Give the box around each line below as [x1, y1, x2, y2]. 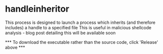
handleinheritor [5, 3, 69, 15]
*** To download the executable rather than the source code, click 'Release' [5, 39, 159, 45]
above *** [5, 44, 25, 50]
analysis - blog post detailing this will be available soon [5, 30, 116, 36]
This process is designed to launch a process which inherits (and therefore [5, 19, 156, 25]
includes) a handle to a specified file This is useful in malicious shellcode [5, 24, 152, 30]
